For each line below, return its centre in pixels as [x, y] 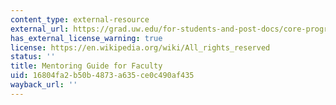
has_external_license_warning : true [86, 38]
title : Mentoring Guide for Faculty [86, 66]
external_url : [40, 29]
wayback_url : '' [44, 85]
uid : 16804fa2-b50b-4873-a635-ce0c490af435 [102, 76]
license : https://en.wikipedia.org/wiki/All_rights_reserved [140, 47]
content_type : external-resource [80, 19]
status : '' [33, 57]
